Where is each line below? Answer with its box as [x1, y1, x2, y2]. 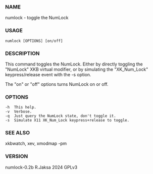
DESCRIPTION [5, 50, 40, 57]
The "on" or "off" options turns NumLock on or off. [5, 81, 108, 87]
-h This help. [5, 105, 37, 110]
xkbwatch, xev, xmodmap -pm [5, 140, 67, 147]
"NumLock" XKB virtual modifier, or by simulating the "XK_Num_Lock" [5, 66, 149, 72]
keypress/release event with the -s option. [5, 71, 92, 77]
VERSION [5, 153, 28, 160]
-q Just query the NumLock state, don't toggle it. [5, 114, 116, 118]
